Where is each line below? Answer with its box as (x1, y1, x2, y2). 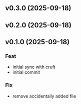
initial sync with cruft (12, 64, 55, 70)
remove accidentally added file (12, 93, 76, 99)
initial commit (12, 69, 40, 75)
